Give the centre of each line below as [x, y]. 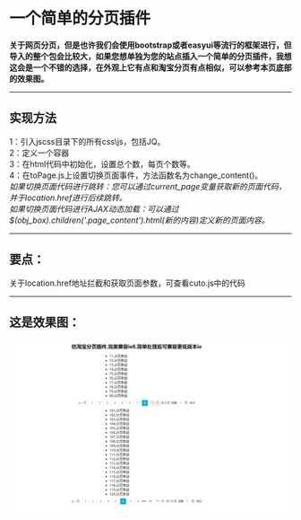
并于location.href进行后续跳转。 [68, 198]
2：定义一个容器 [39, 153]
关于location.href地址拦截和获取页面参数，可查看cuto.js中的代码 [128, 283]
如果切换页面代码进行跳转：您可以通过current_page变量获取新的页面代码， [148, 186]
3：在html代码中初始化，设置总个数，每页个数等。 [102, 163]
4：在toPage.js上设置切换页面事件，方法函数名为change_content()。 [136, 175]
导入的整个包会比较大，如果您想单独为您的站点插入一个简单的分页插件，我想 [150, 56]
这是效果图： [45, 322]
